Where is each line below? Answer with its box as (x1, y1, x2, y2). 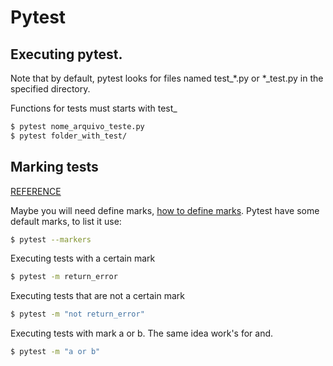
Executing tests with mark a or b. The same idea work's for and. (10, 327, 274, 340)
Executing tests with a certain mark (10, 252, 156, 265)
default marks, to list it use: (10, 215, 122, 227)
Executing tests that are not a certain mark (10, 290, 185, 302)
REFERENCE (10, 185, 62, 197)
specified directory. (10, 83, 91, 95)
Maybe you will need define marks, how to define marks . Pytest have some (10, 204, 320, 216)
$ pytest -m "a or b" (10, 347, 101, 357)
